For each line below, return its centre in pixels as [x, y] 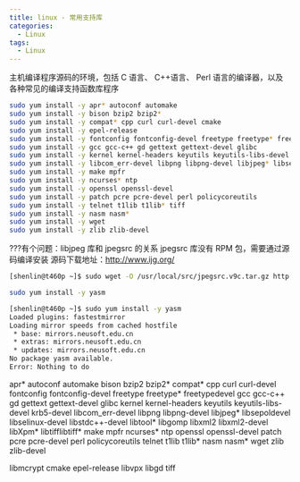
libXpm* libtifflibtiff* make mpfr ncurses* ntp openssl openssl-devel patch [146, 431]
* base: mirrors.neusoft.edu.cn [73, 334]
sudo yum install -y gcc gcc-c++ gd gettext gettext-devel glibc [133, 147]
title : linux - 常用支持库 [56, 17]
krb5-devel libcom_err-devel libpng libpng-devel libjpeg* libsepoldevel [161, 412]
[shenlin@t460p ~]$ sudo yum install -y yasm [95, 309]
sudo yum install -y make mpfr [67, 172]
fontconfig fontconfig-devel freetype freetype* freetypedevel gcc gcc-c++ [147, 393]
